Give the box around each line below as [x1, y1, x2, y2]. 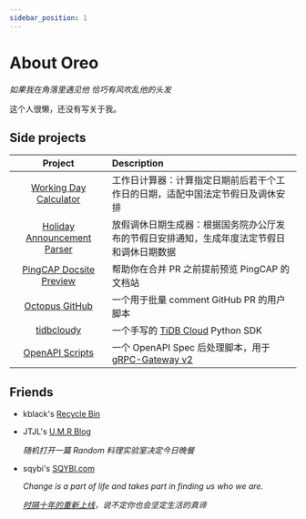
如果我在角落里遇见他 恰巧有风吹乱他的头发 [9, 84, 171, 95]
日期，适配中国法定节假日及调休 [138, 188, 276, 200]
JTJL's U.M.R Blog [22, 426, 91, 437]
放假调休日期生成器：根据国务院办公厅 [111, 219, 276, 231]
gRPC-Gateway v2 [111, 353, 193, 366]
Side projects [9, 129, 87, 146]
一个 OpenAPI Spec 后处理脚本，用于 [111, 341, 270, 354]
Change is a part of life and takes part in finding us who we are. [22, 481, 264, 492]
